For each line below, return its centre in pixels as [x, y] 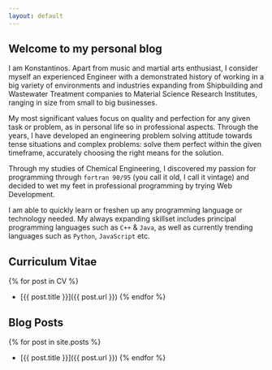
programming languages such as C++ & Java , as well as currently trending [131, 227]
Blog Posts [36, 323]
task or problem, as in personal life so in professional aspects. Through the [134, 127]
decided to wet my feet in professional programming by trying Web [121, 186]
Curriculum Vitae [53, 262]
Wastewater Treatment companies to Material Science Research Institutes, [133, 94]
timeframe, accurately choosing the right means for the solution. [116, 153]
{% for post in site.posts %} [55, 342]
